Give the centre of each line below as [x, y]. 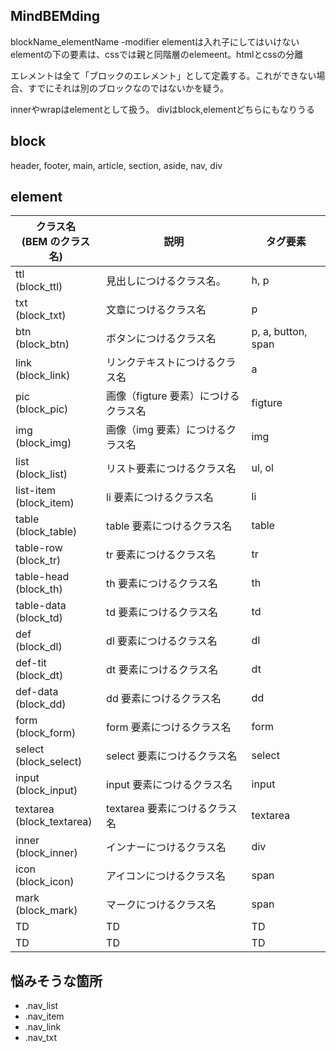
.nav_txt [40, 1038]
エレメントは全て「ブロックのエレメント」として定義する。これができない [163, 75]
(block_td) [39, 618]
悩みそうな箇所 [56, 980]
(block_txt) [41, 316]
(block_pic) [42, 409]
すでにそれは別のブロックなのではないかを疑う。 [128, 88]
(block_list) [41, 474]
